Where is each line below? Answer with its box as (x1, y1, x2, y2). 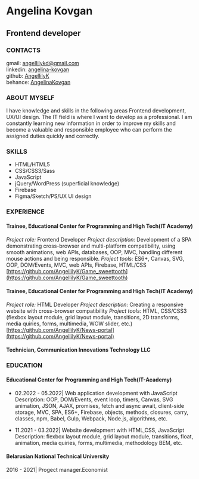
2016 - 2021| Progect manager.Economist (6, 466, 108, 473)
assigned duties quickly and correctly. (6, 133, 100, 140)
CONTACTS (6, 46, 41, 54)
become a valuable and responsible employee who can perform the (6, 126, 172, 133)
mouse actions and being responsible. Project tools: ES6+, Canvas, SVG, (6, 255, 185, 262)
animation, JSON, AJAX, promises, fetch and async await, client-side (14, 402, 185, 409)
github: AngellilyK (6, 72, 49, 79)
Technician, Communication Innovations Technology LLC (6, 346, 151, 353)
